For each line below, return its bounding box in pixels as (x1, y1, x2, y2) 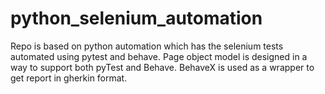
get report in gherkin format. (10, 72, 128, 84)
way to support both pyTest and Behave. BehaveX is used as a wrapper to (10, 61, 315, 73)
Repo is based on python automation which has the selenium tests (10, 40, 284, 52)
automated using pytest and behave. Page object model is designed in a (10, 50, 308, 62)
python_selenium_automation (10, 7, 263, 30)
